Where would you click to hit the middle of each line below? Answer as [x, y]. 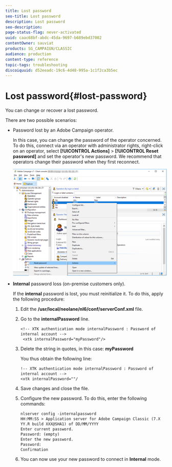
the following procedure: [39, 299]
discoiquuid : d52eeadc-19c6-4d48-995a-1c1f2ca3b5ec [61, 70]
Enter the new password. [47, 439]
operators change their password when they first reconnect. [76, 162]
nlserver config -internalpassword [58, 414]
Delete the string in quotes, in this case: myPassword [77, 349]
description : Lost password [35, 22]
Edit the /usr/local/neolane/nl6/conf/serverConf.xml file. [82, 309]
